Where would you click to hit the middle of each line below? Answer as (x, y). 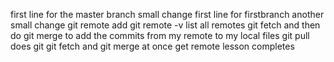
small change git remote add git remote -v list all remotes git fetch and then (165, 25)
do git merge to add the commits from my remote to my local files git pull (160, 35)
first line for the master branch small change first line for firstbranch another (167, 14)
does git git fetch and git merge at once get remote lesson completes (152, 46)
